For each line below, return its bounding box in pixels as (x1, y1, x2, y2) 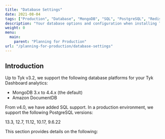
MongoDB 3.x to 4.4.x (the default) (12, 89, 82, 96)
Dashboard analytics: (5, 80, 48, 86)
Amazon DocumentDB (12, 95, 57, 101)
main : (9, 35, 21, 40)
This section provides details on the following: (5, 129, 98, 135)
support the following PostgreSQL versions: (5, 110, 93, 115)
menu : (5, 30, 16, 35)
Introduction (5, 62, 44, 70)
